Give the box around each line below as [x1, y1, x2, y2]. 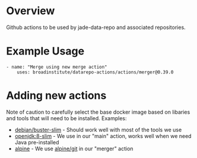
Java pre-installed [14, 138, 59, 146]
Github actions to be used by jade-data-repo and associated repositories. [6, 24, 186, 31]
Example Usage [6, 44, 85, 58]
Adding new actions [6, 89, 107, 102]
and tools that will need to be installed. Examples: [6, 114, 127, 122]
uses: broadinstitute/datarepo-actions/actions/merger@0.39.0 [17, 69, 174, 75]
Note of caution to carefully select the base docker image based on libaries [6, 108, 190, 115]
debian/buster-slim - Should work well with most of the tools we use [14, 126, 182, 133]
